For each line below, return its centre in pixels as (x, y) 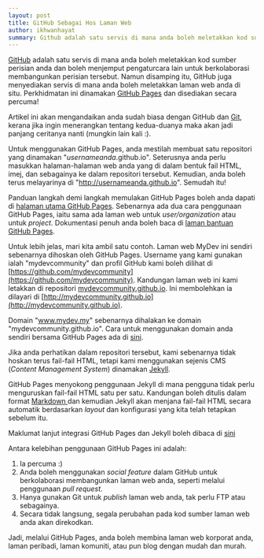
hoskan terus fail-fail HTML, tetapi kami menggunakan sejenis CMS (117, 361)
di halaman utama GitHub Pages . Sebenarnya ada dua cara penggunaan (125, 206)
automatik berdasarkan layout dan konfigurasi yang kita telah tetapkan (122, 410)
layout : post (29, 15)
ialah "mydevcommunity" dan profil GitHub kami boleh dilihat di (111, 263)
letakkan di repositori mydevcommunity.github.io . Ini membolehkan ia (120, 288)
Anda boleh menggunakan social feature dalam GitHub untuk (118, 472)
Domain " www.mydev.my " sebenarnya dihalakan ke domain (105, 321)
